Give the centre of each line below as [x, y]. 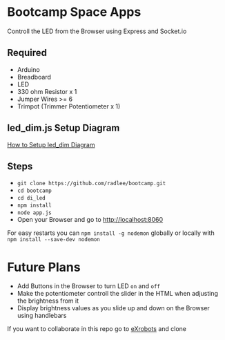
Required [27, 53]
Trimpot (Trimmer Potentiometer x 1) [69, 106]
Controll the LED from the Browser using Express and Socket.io [97, 31]
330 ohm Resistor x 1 [47, 91]
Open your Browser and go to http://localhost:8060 [90, 220]
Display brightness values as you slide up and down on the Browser [114, 308]
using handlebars [42, 316]
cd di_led [31, 198]
